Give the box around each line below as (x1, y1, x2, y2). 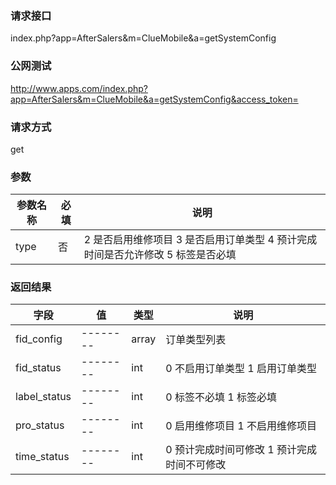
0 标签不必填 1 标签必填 (165, 390, 277, 404)
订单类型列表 (165, 333, 227, 347)
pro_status (15, 418, 65, 432)
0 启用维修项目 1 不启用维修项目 (165, 419, 317, 433)
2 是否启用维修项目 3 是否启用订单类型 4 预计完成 (83, 233, 318, 247)
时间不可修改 (165, 458, 227, 472)
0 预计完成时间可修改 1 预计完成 (165, 443, 317, 457)
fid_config (15, 332, 63, 346)
